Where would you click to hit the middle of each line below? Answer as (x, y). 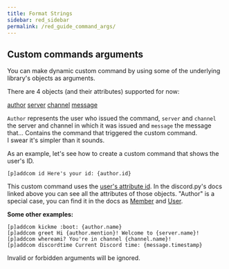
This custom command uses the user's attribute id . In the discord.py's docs (115, 186)
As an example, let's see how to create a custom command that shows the (113, 154)
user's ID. (21, 161)
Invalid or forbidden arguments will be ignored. (74, 258)
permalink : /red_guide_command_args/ (62, 26)
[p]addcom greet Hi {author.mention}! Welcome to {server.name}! (103, 233)
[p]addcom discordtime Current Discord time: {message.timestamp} (105, 246)
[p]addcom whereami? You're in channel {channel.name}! (89, 239)
